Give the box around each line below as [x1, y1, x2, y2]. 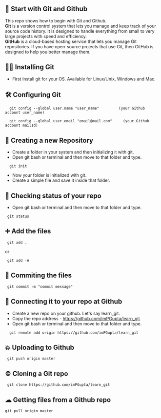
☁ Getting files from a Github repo [5, 396, 111, 404]
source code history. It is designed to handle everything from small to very [5, 28, 155, 34]
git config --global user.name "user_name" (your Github [9, 106, 145, 111]
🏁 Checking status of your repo [5, 191, 101, 200]
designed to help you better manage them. [5, 49, 91, 55]
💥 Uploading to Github [5, 343, 75, 351]
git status [7, 214, 29, 219]
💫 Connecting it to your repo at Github [5, 298, 122, 306]
